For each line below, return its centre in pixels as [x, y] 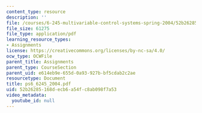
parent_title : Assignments [40, 62]
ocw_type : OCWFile [29, 56]
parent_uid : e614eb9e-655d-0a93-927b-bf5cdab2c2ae [71, 73]
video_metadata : [26, 95]
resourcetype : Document [36, 78]
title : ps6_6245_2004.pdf [38, 84]
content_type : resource [36, 12]
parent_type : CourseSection [41, 67]
